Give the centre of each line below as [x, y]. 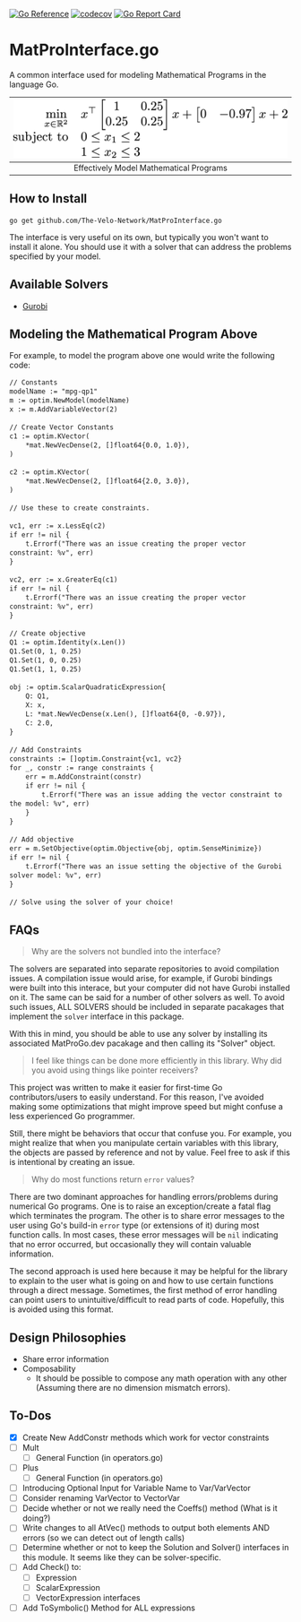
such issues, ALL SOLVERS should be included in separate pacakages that [147, 1007]
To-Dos [30, 1416]
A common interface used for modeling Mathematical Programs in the [138, 74]
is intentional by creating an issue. [72, 1162]
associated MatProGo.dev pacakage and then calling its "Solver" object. [142, 1043]
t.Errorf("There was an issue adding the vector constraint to [162, 795]
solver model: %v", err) [56, 876]
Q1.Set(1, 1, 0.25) [46, 669]
